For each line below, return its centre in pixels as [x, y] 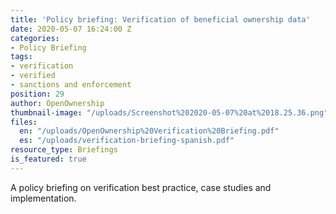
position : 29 [37, 94]
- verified [33, 76]
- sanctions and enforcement [71, 85]
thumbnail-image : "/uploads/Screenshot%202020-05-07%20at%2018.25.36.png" [169, 112]
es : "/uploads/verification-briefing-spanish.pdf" [127, 141]
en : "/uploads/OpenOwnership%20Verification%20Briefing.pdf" [149, 131]
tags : [21, 57]
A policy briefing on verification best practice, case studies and [141, 187]
